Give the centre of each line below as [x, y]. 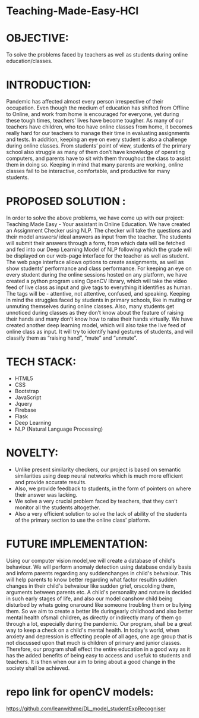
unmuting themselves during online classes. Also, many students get [90, 306]
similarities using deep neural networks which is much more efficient [99, 476]
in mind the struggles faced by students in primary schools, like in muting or [99, 300]
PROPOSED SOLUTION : [66, 201]
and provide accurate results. [51, 482]
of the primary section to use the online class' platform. [82, 520]
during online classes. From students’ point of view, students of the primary [99, 146]
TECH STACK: [41, 362]
